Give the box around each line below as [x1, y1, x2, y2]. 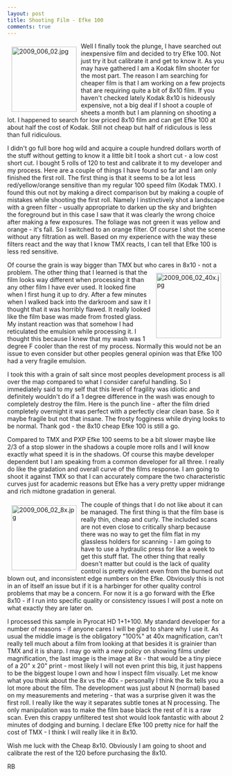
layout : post [7, 10, 45, 17]
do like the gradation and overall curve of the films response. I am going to [7, 465, 220, 473]
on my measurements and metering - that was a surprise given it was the [7, 691, 216, 700]
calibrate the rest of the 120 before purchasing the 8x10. [7, 749, 168, 757]
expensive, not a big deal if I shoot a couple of [80, 101, 213, 110]
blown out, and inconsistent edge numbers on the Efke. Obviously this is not [7, 575, 224, 583]
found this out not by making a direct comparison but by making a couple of [7, 188, 224, 197]
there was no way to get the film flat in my [80, 530, 201, 538]
